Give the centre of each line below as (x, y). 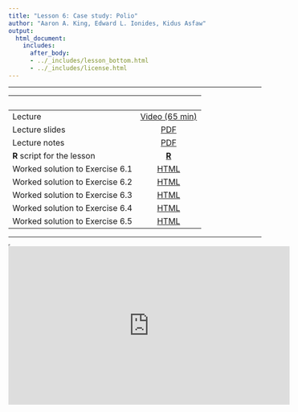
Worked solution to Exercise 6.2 (72, 182)
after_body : (49, 53)
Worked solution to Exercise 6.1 (72, 168)
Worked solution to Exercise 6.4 (72, 208)
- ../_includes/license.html (78, 68)
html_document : (41, 38)
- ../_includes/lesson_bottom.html (89, 61)
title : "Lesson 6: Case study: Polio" (73, 16)
